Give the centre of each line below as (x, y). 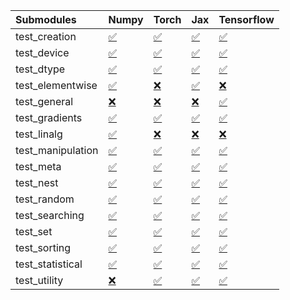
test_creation (46, 36)
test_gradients (49, 117)
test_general (44, 101)
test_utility (39, 280)
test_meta (38, 166)
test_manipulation (57, 150)
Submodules (46, 19)
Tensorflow (246, 19)
